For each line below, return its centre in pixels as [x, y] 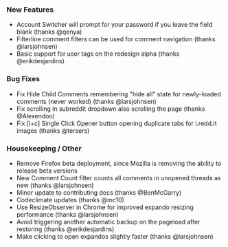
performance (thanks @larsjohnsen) [67, 214]
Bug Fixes [23, 79]
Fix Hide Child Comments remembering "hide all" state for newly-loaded [118, 94]
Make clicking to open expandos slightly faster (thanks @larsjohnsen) [115, 236]
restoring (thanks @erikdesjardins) [65, 229]
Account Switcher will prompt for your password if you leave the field [114, 25]
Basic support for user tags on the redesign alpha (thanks [98, 54]
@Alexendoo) [36, 116]
